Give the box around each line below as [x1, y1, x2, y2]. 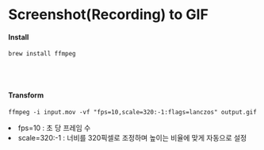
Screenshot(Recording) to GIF [8, 6, 209, 24]
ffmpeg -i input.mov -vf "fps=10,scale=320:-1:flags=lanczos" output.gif [8, 108, 258, 116]
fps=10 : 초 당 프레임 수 [18, 123, 91, 133]
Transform [8, 90, 44, 100]
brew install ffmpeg [8, 50, 77, 58]
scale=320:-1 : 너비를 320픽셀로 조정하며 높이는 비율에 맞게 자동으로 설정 [18, 133, 247, 142]
